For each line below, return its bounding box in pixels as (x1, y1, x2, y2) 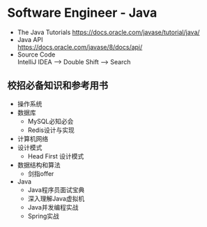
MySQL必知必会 (27, 117, 74, 125)
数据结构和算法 (17, 161, 61, 169)
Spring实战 (27, 212, 59, 220)
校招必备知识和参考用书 (7, 80, 108, 91)
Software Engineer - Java (7, 5, 158, 21)
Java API (17, 35, 43, 43)
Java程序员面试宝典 (27, 185, 85, 193)
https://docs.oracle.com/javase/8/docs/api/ (17, 43, 143, 51)
